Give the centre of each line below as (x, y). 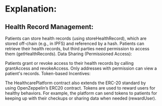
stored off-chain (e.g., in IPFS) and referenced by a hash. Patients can (75, 44)
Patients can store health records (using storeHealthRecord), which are (76, 38)
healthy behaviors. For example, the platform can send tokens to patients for (81, 93)
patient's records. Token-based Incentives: (48, 73)
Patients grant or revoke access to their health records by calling (69, 63)
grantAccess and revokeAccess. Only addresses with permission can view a (81, 68)
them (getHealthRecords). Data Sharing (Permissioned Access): (68, 54)
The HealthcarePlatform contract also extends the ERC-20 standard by (75, 83)
